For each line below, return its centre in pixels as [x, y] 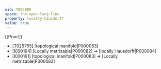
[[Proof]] [14, 37]
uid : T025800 [18, 9]
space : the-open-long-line [32, 14]
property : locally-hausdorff [34, 18]
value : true [17, 23]
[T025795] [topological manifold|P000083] [55, 46]
